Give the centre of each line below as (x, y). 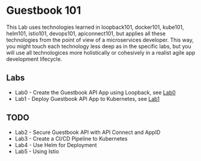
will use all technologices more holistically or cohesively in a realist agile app (101, 52)
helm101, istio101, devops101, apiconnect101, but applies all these (86, 33)
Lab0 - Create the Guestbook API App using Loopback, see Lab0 (95, 92)
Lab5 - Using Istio (37, 151)
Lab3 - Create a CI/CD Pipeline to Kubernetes (71, 138)
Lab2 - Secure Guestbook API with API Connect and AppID (88, 132)
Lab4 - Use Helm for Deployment (56, 145)
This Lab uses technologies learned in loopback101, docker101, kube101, (95, 27)
